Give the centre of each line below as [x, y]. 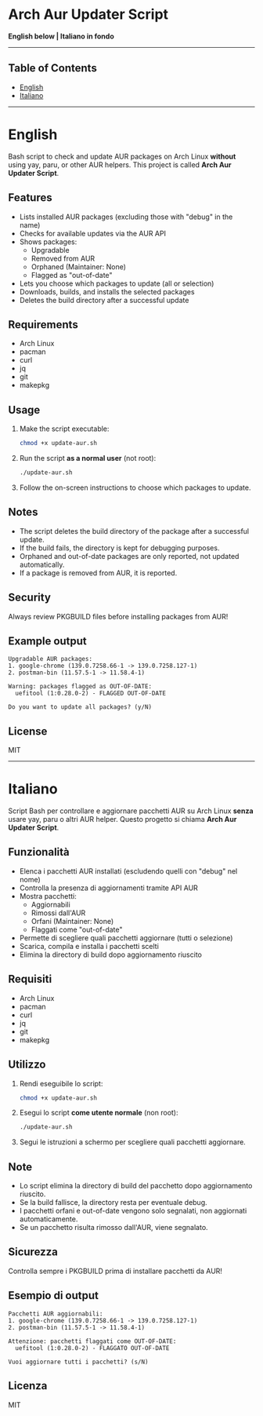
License [28, 731]
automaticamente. [49, 1219]
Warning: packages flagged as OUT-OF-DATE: [80, 687]
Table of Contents [53, 68]
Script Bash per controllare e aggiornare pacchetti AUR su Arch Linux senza [131, 811]
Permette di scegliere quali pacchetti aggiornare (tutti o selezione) [126, 938]
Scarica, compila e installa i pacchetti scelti [89, 946]
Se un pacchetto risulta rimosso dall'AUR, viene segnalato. [114, 1228]
